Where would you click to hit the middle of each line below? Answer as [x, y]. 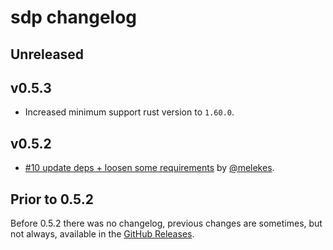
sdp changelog [74, 17]
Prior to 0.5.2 [52, 199]
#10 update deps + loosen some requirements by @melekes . [149, 168]
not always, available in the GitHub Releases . [102, 234]
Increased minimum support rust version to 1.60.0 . [129, 112]
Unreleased [47, 54]
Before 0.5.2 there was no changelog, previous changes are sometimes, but [166, 223]
